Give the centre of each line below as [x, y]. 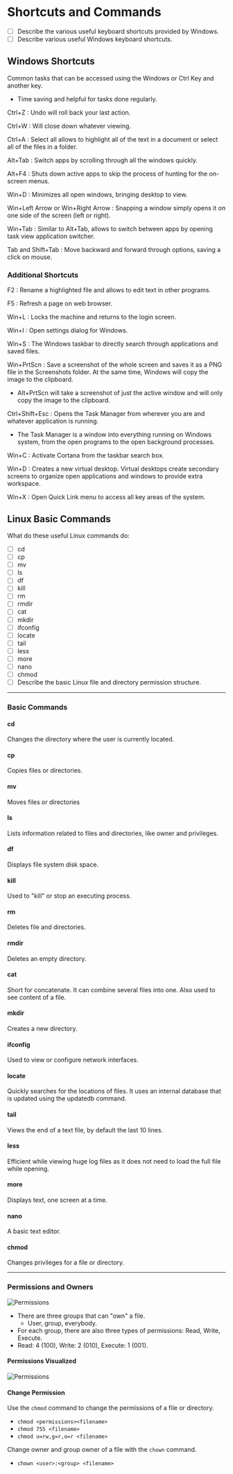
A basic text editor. [34, 1231]
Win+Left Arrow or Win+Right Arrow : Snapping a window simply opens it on [116, 208]
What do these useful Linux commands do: [68, 535]
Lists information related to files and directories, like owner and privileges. [113, 833]
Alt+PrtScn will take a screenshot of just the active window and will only [120, 393]
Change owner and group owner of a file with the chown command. [102, 1450]
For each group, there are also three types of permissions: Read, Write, [119, 1330]
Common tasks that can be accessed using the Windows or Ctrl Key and [111, 78]
